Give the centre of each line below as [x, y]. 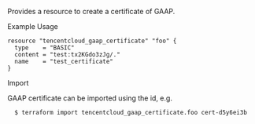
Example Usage [33, 26]
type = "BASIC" [45, 48]
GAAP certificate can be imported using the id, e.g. [90, 98]
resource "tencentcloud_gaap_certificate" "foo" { [92, 41]
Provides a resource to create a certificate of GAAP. [91, 11]
